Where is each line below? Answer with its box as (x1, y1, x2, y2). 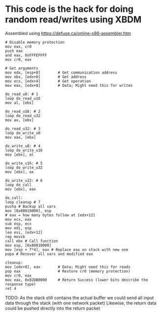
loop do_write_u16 (5, 148, 43, 153)
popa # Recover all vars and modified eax (5, 251, 93, 256)
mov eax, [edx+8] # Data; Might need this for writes (5, 83, 133, 88)
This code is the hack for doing (5, 3, 134, 15)
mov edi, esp (5, 226, 32, 231)
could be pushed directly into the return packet (5, 305, 101, 311)
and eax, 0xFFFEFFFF (5, 53, 48, 58)
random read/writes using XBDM (5, 14, 142, 25)
